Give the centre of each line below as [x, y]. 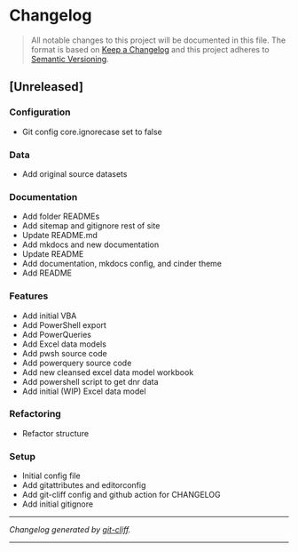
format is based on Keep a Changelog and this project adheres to [150, 49]
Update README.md [59, 236]
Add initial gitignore [58, 504]
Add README [47, 273]
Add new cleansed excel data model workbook [108, 372]
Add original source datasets [74, 173]
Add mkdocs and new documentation [90, 244]
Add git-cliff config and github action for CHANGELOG [121, 495]
